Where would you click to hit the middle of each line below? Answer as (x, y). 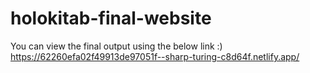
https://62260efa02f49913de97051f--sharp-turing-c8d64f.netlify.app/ (155, 56)
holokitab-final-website (111, 18)
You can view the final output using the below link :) (116, 46)
